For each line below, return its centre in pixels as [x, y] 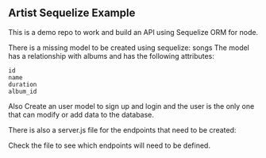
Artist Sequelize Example [72, 13]
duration [23, 84]
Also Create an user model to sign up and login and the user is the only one [131, 106]
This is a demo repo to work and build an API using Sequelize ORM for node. [133, 32]
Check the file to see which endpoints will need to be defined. [109, 145]
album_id [23, 91]
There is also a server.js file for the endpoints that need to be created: [122, 129]
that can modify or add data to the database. [81, 114]
